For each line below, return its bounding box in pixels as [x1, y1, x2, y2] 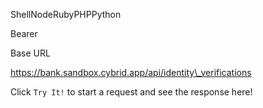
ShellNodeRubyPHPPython [10, 9, 122, 20]
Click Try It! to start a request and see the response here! [10, 86, 253, 98]
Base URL [10, 47, 51, 59]
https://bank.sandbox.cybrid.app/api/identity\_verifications [10, 67, 252, 78]
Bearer [10, 28, 38, 39]
